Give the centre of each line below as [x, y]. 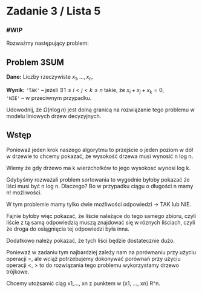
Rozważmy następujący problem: [47, 43]
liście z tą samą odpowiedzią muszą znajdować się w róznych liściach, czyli [101, 222]
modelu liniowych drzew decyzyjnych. [54, 116]
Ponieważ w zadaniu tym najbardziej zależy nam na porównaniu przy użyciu [101, 252]
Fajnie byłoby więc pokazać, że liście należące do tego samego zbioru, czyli [101, 216]
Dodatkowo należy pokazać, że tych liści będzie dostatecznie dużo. [91, 240]
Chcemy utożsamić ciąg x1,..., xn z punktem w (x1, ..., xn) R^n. [83, 283]
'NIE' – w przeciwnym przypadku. [49, 97]
